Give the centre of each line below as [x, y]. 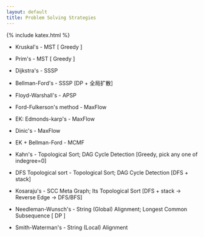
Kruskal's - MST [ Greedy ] [49, 47]
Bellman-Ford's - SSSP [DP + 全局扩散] [64, 83]
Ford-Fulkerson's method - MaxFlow [61, 107]
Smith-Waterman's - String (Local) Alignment [71, 227]
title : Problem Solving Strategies [51, 18]
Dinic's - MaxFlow [38, 130]
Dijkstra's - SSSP [36, 70]
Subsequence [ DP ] [40, 215]
